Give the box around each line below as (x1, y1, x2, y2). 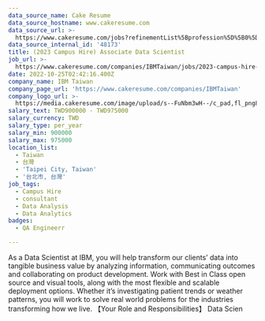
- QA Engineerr (15, 224, 65, 233)
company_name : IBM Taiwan (8, 77, 93, 85)
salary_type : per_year (8, 121, 83, 129)
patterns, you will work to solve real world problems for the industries (8, 295, 234, 304)
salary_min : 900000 (8, 129, 73, 136)
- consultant (15, 195, 58, 203)
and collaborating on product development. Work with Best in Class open (8, 270, 246, 278)
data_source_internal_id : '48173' (8, 41, 122, 49)
